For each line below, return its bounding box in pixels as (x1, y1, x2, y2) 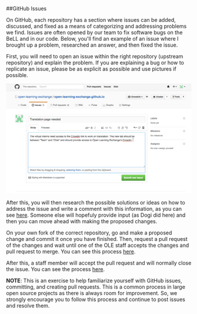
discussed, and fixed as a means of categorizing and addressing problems (6, 23, 187, 29)
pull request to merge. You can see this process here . (6, 247, 136, 255)
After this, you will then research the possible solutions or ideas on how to (6, 199, 185, 206)
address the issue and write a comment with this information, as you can (6, 205, 182, 212)
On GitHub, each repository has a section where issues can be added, (6, 16, 176, 23)
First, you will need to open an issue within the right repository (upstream (6, 53, 183, 60)
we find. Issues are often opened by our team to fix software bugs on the (6, 29, 183, 36)
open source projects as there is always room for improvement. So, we (6, 289, 178, 296)
